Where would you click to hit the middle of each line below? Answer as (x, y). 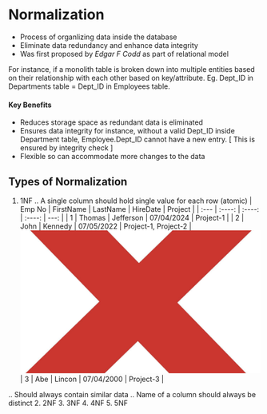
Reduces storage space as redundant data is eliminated (112, 122)
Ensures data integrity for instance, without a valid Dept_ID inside (128, 131)
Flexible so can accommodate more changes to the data (112, 157)
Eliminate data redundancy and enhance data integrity (109, 45)
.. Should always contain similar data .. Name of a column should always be (132, 394)
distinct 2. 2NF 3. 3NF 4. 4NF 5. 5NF (68, 403)
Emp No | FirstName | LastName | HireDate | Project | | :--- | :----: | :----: (139, 209)
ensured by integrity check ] (66, 148)
